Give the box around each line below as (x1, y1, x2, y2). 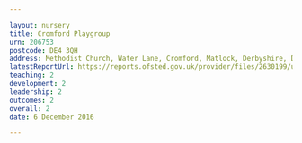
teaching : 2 (9, 71, 54, 80)
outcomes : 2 (9, 96, 54, 105)
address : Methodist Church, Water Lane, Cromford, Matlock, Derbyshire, (9, 55, 288, 63)
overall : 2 (9, 104, 50, 113)
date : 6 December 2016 (9, 113, 94, 122)
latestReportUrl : (9, 63, 75, 71)
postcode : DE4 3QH (9, 46, 78, 55)
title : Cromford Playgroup (9, 29, 111, 38)
